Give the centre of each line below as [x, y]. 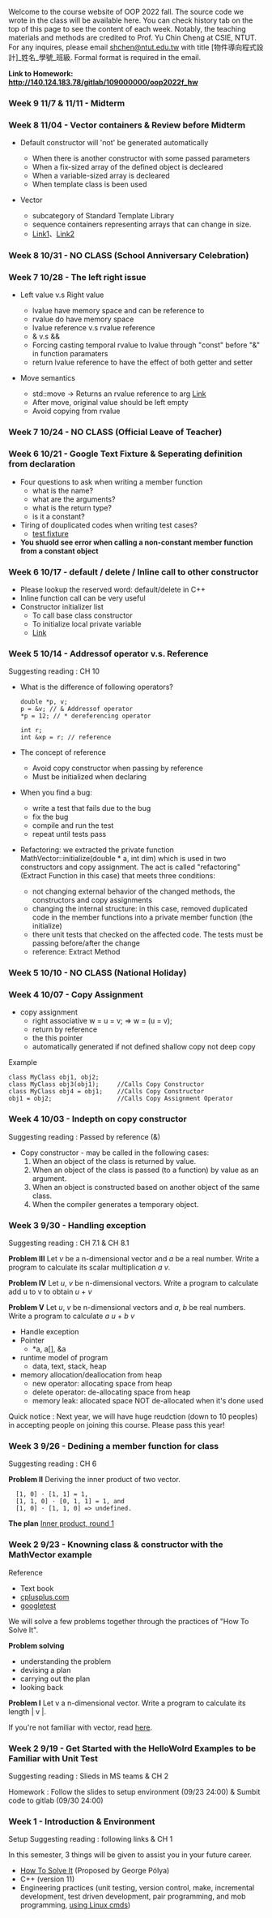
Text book [37, 1588]
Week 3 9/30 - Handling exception [77, 1225]
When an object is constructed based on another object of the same [146, 1187]
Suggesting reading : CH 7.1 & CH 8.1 [69, 1243]
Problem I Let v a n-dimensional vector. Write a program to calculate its [127, 1703]
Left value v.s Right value [62, 295]
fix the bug [50, 817]
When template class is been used [89, 184]
